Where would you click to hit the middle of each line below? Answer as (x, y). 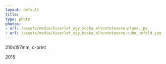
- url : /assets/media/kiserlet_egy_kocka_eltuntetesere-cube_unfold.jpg (83, 33)
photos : (13, 24)
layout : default (22, 10)
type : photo (18, 19)
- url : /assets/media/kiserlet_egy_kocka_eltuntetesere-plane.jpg (76, 28)
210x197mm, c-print (26, 47)
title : (12, 14)
